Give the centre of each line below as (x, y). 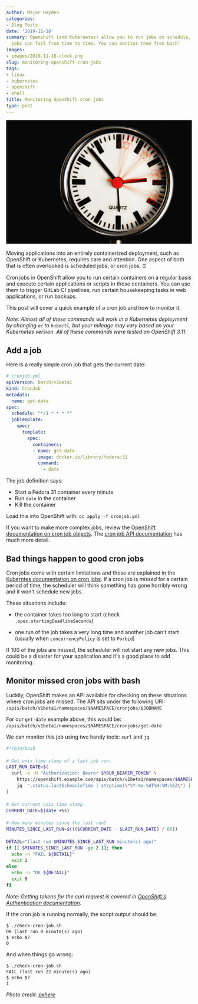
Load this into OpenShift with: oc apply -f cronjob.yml (73, 516)
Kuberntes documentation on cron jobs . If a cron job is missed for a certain (97, 579)
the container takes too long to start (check (67, 615)
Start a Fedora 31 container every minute (64, 492)
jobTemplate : (27, 420)
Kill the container (35, 505)
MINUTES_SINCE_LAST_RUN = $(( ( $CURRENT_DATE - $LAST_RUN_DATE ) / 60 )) (92, 829)
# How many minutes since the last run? (57, 823)
